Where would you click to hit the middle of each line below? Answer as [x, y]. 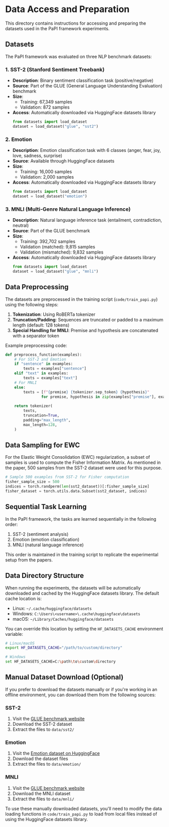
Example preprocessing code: [36, 345]
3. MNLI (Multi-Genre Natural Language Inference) [68, 209]
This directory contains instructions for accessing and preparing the [76, 23]
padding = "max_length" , [47, 420]
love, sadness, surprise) [37, 156]
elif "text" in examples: [41, 373]
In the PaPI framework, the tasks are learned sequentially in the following [81, 519]
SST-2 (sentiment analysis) [40, 534]
